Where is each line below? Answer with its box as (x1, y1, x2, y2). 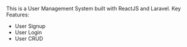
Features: (6, 11, 30, 18)
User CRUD (14, 35, 43, 42)
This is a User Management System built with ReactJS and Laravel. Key (6, 5, 181, 12)
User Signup (14, 23, 46, 29)
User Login (14, 29, 42, 36)
